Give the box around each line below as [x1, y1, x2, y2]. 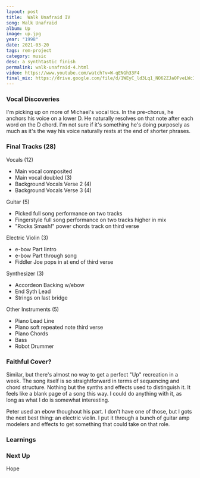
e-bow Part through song [14, 252, 77, 259]
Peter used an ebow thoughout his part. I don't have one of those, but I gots [6, 408, 192, 415]
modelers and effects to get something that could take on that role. [6, 421, 170, 428]
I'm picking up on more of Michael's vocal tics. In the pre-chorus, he [6, 109, 174, 116]
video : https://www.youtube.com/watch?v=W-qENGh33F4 [6, 70, 140, 76]
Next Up [6, 451, 30, 460]
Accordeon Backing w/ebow [14, 281, 85, 288]
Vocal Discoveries [6, 95, 60, 103]
